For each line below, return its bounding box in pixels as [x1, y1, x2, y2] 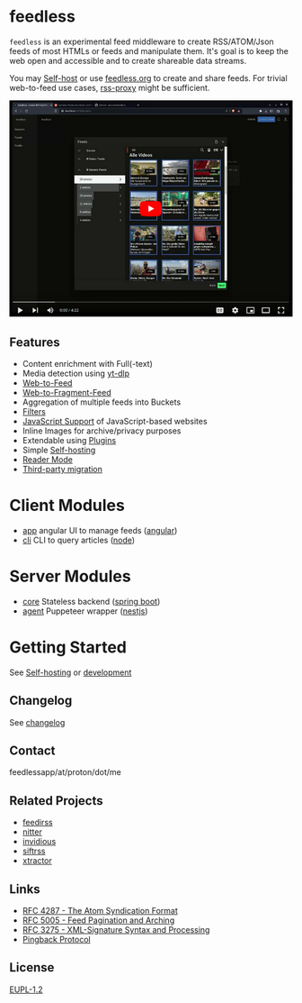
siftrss [22, 845, 46, 857]
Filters [22, 406, 47, 416]
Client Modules [9, 496, 126, 515]
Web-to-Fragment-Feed [22, 387, 111, 397]
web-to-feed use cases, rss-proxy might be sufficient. [9, 82, 210, 93]
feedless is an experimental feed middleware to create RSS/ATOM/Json [9, 36, 274, 47]
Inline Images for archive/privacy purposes [22, 425, 182, 436]
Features [9, 334, 60, 350]
